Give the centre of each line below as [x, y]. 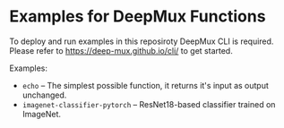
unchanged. [44, 95]
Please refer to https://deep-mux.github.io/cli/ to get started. [121, 50]
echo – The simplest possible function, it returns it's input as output [145, 85]
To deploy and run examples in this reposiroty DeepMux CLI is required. [142, 41]
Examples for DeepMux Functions [138, 17]
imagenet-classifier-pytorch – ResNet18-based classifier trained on [149, 104]
